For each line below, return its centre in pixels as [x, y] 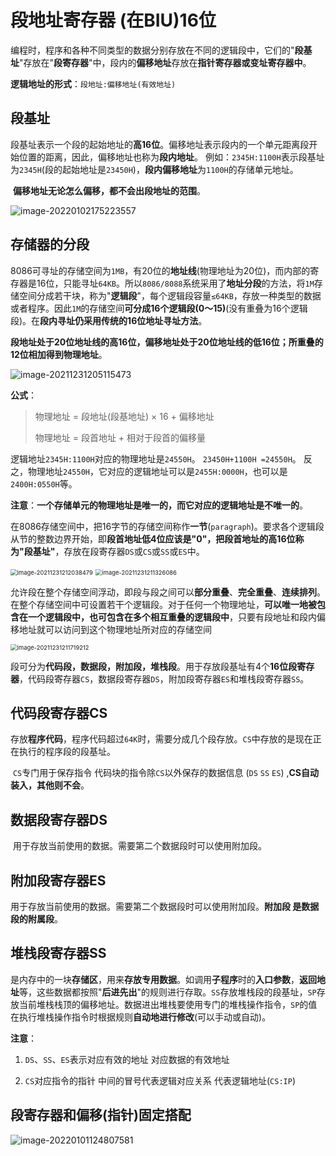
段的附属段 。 [36, 919]
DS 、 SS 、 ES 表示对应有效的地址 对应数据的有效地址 [127, 1059]
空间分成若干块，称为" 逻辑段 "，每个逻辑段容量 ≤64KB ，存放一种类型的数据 [170, 295]
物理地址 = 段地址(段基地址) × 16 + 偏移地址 [124, 416]
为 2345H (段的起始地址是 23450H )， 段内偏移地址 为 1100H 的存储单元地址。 [154, 169]
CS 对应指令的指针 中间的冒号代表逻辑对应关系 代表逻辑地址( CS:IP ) [160, 1080]
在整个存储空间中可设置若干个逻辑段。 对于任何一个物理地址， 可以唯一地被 [163, 604]
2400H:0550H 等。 [44, 483]
